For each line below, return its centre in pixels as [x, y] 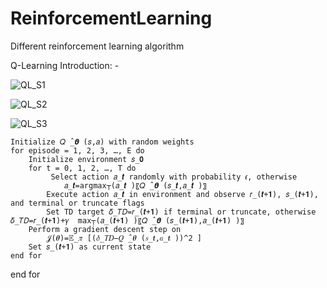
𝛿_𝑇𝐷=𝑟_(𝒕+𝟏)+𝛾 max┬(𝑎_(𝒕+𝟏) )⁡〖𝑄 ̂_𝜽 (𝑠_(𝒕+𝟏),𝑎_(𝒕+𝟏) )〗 [127, 220]
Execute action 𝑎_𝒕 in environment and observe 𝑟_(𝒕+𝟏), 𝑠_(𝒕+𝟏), [182, 194]
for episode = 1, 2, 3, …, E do [77, 150]
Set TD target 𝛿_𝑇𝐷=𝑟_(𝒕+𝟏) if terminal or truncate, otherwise [181, 212]
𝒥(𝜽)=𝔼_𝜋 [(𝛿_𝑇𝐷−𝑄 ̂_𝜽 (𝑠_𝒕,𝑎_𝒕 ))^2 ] [124, 238]
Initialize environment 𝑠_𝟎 [86, 159]
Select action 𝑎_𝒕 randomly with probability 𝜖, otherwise [174, 177]
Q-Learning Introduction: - [65, 65]
